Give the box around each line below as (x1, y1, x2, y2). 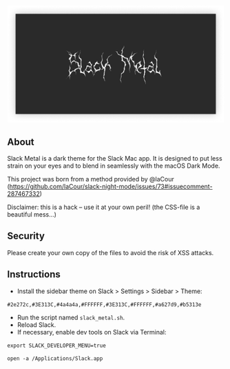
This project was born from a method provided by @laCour (7, 175, 174, 183)
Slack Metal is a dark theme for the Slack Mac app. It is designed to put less (7, 154, 222, 162)
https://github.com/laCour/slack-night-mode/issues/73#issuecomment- (9, 182, 213, 190)
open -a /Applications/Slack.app (7, 355, 103, 362)
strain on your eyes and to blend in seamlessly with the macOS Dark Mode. (7, 161, 220, 170)
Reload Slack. (17, 320, 56, 329)
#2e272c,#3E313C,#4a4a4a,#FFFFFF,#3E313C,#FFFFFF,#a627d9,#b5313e (7, 301, 202, 308)
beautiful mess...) (7, 210, 57, 219)
